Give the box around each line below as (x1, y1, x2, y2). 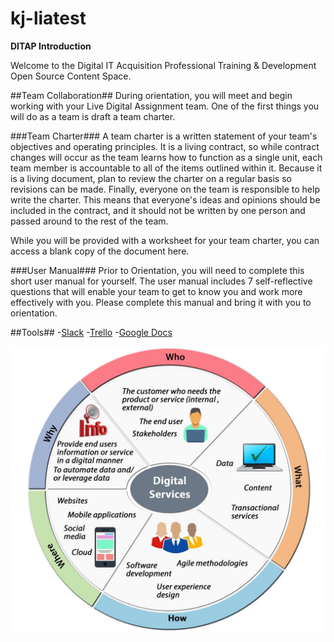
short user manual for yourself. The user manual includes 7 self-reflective (10, 275, 313, 287)
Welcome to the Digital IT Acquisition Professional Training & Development (10, 59, 317, 71)
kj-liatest (10, 7, 87, 30)
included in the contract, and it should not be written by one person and (10, 204, 306, 216)
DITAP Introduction (10, 40, 92, 52)
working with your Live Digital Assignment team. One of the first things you (10, 100, 320, 112)
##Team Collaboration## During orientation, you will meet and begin (10, 89, 293, 101)
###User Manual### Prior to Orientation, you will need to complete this (10, 264, 305, 276)
